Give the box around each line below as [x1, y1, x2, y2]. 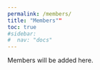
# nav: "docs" [7, 37, 53, 44]
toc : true [7, 23, 37, 30]
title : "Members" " [7, 17, 62, 24]
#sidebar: [7, 30, 37, 37]
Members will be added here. [7, 56, 94, 64]
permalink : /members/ [7, 10, 72, 18]
